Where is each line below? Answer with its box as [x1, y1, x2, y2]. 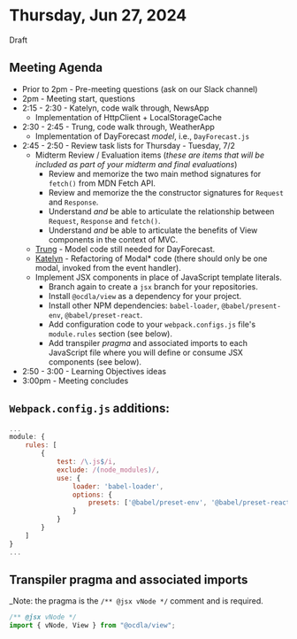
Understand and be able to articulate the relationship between [48, 205, 275, 217]
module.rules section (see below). [48, 328, 172, 339]
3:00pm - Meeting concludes [21, 375, 129, 386]
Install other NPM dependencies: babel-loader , [48, 300, 220, 311]
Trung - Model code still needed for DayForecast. [34, 243, 216, 254]
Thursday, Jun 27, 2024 [9, 5, 187, 26]
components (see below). [48, 356, 142, 367]
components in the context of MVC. [48, 234, 179, 244]
